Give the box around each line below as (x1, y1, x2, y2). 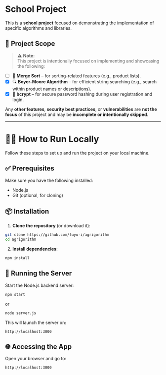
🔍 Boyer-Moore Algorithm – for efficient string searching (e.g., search (12, 78, 157, 85)
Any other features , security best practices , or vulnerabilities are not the (5, 106, 157, 112)
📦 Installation (5, 207, 49, 216)
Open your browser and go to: (5, 356, 67, 362)
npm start (5, 292, 26, 297)
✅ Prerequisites (5, 164, 54, 173)
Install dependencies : (12, 246, 58, 252)
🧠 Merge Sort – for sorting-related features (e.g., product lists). (12, 73, 141, 79)
